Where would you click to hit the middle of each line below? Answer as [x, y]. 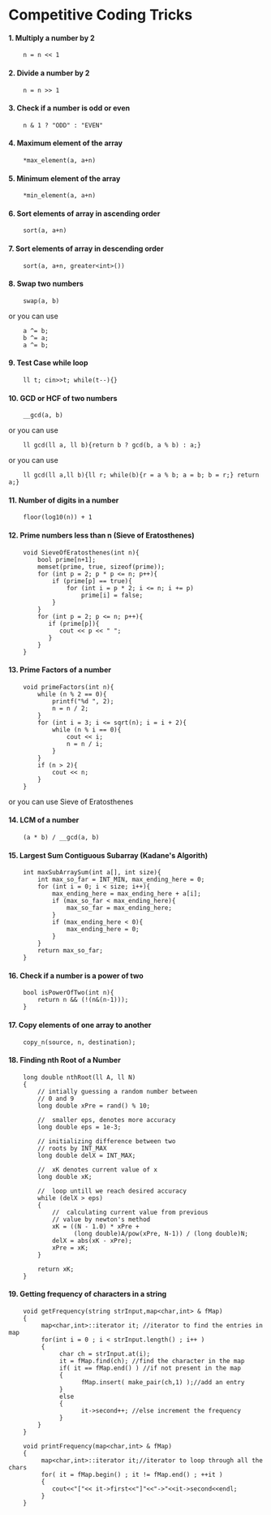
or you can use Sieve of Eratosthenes [71, 801]
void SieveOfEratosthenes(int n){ [81, 552]
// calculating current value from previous [130, 1212]
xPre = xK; [70, 1248]
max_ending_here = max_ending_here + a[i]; [126, 894]
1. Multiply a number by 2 [52, 37]
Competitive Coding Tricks [101, 15]
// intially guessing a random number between [118, 1091]
